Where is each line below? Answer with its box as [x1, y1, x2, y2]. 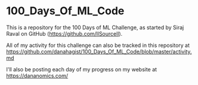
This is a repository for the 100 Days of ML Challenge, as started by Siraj [6, 24, 184, 31]
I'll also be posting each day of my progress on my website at [6, 65, 157, 73]
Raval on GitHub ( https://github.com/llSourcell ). [6, 30, 123, 37]
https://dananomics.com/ [6, 72, 69, 79]
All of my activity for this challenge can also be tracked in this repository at [6, 42, 190, 49]
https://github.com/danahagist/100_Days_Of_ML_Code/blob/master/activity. [6, 48, 192, 55]
